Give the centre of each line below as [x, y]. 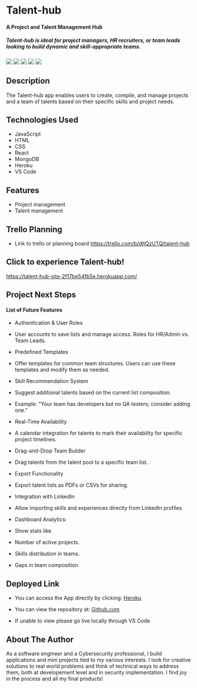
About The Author [40, 639]
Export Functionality [39, 474]
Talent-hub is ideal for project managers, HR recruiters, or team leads [93, 40]
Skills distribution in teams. [47, 554]
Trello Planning [34, 229]
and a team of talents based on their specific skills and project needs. [90, 101]
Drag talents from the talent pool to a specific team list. [81, 462]
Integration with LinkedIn [45, 497]
